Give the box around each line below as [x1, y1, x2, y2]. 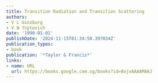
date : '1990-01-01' [6, 30, 54, 36]
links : [6, 57, 22, 63]
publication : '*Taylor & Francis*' [6, 52, 93, 58]
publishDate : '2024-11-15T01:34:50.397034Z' [6, 36, 116, 41]
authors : [6, 14, 27, 20]
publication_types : [6, 41, 54, 47]
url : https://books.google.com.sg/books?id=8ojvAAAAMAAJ [11, 68, 153, 74]
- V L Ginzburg [6, 19, 43, 25]
